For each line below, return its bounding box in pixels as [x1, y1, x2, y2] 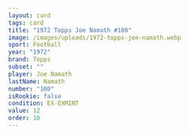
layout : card [8, 11, 51, 20]
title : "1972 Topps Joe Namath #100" [8, 26, 132, 34]
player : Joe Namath [8, 70, 72, 78]
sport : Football [8, 41, 61, 49]
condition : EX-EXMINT [8, 99, 80, 107]
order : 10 [8, 114, 41, 122]
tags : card [8, 19, 44, 27]
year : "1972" [8, 48, 51, 56]
